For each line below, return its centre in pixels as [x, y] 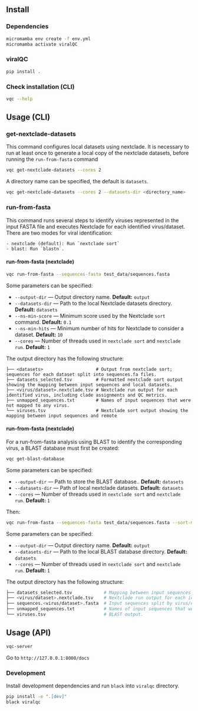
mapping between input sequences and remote [62, 416]
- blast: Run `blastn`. [35, 249]
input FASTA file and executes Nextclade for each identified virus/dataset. [96, 226]
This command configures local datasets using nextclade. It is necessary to [98, 147]
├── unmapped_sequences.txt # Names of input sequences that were [99, 400]
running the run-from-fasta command [52, 159]
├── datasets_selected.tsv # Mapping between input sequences [99, 592]
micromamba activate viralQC [42, 44]
